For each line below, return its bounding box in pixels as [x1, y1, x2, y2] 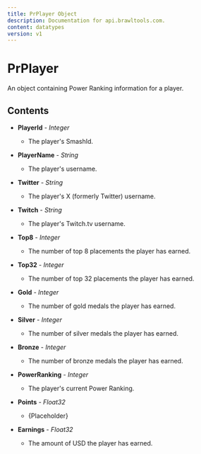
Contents [7, 104, 49, 117]
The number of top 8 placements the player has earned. [28, 247, 191, 255]
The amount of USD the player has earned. [28, 439, 153, 447]
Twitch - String [17, 206, 62, 214]
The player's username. [28, 164, 97, 173]
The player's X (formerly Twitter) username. [28, 192, 157, 200]
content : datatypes [7, 23, 65, 30]
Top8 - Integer [17, 233, 61, 242]
